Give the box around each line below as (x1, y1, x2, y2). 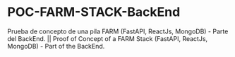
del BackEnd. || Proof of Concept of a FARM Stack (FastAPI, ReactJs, (7, 34, 208, 42)
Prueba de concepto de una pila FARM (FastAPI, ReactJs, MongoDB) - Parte (7, 27, 229, 35)
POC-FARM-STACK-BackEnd (7, 4, 181, 20)
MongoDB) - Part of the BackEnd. (7, 42, 105, 50)
